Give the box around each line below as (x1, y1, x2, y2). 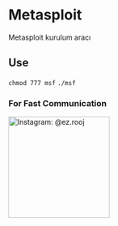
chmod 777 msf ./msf (8, 79, 76, 87)
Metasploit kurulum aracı (8, 32, 91, 42)
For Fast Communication (8, 97, 107, 109)
